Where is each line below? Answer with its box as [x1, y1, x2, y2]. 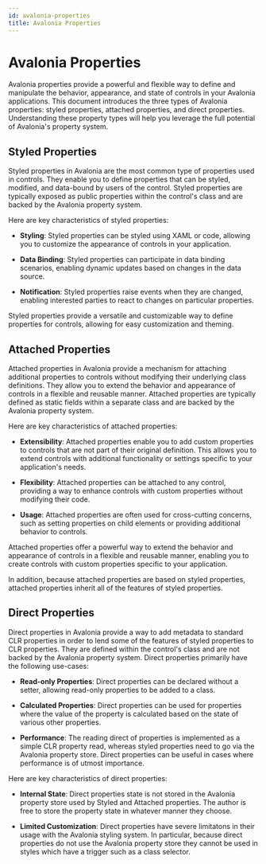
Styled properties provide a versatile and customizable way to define [8, 311, 233, 321]
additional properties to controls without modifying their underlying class [8, 372, 246, 382]
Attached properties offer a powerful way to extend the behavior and [8, 542, 233, 552]
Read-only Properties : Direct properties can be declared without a [19, 676, 239, 686]
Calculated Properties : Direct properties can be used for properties [19, 700, 242, 710]
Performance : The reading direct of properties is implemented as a [19, 733, 241, 742]
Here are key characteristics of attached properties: [8, 421, 178, 431]
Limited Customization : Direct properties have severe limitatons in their [19, 821, 256, 831]
